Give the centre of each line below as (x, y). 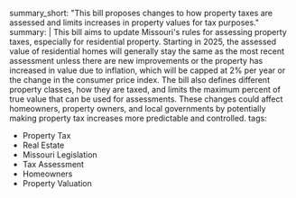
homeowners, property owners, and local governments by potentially (138, 108)
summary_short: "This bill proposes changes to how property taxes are (141, 13)
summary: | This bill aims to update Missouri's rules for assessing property (148, 32)
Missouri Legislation (60, 155)
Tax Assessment (53, 164)
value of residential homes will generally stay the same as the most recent (147, 51)
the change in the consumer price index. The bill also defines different (140, 80)
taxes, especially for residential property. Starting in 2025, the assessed (143, 41)
